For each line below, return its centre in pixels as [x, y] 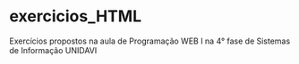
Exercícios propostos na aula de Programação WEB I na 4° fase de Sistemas [150, 41]
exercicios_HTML [75, 16]
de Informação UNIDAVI [53, 50]
